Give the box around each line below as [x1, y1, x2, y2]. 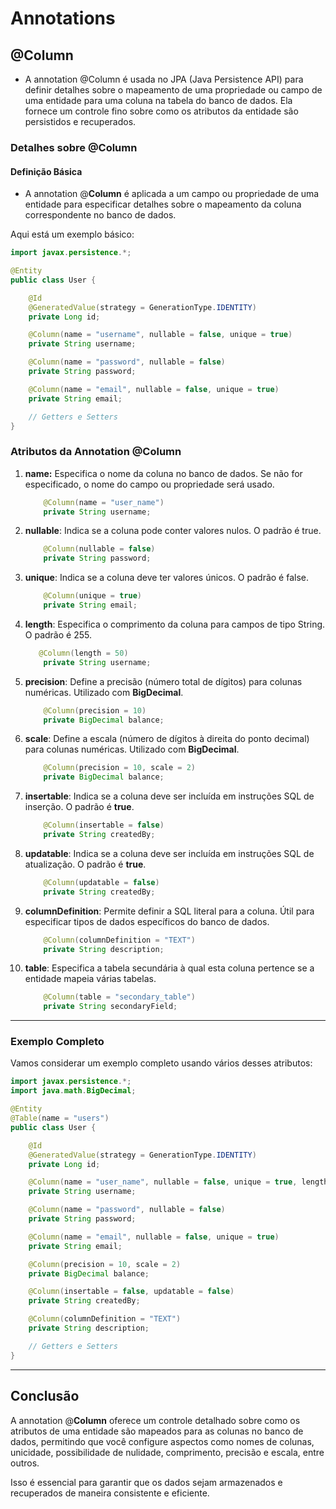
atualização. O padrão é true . [24, 858, 147, 870]
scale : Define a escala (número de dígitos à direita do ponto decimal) [24, 733, 310, 745]
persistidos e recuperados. [24, 116, 137, 127]
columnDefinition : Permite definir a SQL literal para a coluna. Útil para [24, 905, 315, 917]
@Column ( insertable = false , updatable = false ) [28, 1287, 235, 1297]
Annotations [10, 7, 116, 30]
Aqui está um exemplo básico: [10, 228, 135, 241]
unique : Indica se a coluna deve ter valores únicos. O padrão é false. [24, 572, 310, 584]
